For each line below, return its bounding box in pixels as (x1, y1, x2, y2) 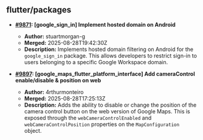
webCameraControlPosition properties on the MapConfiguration (24, 121, 180, 128)
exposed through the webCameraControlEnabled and (24, 114, 152, 121)
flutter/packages (6, 5, 72, 15)
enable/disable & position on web (15, 76, 101, 84)
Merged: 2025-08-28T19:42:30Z (24, 39, 108, 46)
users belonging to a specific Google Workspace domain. (24, 58, 168, 65)
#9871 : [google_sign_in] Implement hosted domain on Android (15, 21, 176, 28)
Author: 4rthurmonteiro (24, 88, 84, 96)
